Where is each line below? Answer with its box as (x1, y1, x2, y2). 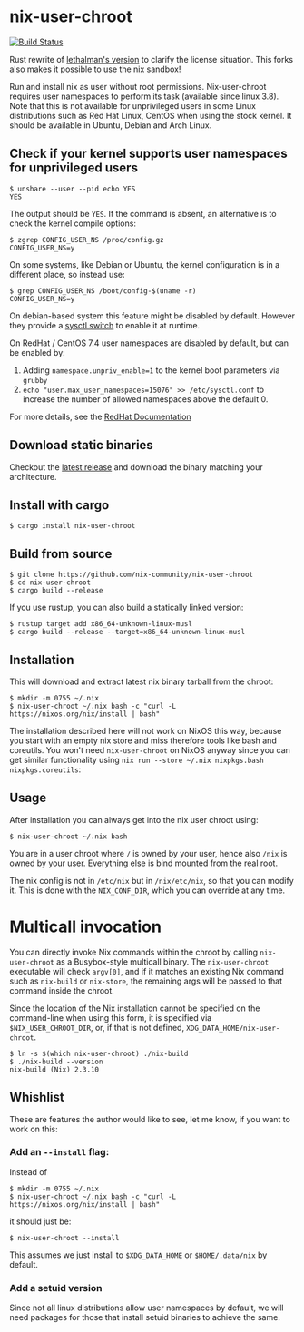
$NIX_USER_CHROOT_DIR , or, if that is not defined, (9, 1022, 184, 1033)
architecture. (9, 471, 57, 482)
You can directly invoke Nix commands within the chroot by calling (9, 946, 259, 957)
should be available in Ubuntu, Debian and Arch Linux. (9, 120, 212, 131)
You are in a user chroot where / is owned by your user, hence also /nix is (9, 847, 288, 858)
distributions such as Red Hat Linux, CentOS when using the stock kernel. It (9, 110, 292, 121)
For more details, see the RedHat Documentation (9, 411, 192, 422)
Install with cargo (9, 497, 110, 513)
